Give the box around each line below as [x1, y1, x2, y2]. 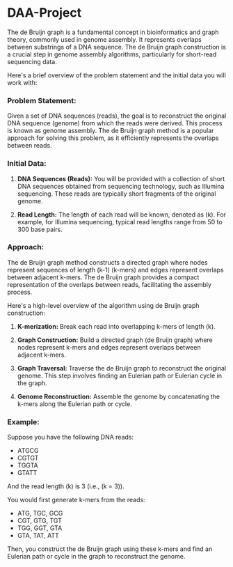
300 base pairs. [17, 225, 63, 233]
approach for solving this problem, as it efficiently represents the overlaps [7, 134, 219, 142]
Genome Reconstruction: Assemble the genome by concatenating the [17, 392, 220, 401]
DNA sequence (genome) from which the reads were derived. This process [7, 119, 223, 127]
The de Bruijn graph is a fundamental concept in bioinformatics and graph [7, 28, 219, 36]
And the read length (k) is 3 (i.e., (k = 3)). [7, 482, 124, 490]
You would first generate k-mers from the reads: [7, 496, 145, 504]
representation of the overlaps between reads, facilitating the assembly [7, 280, 212, 288]
